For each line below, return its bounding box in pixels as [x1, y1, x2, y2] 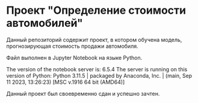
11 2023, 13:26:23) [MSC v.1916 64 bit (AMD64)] [6, 78, 125, 86]
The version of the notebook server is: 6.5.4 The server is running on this [6, 65, 188, 72]
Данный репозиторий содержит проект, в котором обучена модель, [6, 36, 182, 43]
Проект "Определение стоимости [6, 4, 187, 17]
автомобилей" [6, 16, 83, 30]
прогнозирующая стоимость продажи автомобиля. [6, 43, 138, 50]
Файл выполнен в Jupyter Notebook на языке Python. [6, 54, 143, 61]
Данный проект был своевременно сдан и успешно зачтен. [6, 90, 160, 97]
